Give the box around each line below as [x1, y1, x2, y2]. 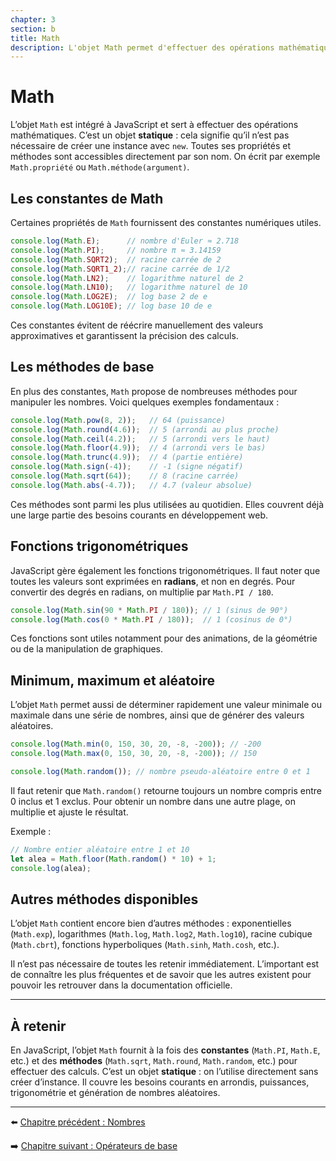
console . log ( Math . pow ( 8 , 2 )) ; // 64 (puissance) [10, 415, 226, 425]
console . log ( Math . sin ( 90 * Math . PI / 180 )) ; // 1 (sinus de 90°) [10, 605, 289, 615]
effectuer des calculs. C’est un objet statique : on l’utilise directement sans [10, 1066, 319, 1078]
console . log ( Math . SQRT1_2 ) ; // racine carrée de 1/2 [10, 264, 230, 274]
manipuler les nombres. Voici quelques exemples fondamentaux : [10, 396, 280, 408]
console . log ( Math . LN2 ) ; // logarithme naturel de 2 [10, 273, 244, 283]
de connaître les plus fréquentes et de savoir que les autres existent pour [10, 969, 312, 981]
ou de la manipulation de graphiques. [10, 643, 164, 655]
